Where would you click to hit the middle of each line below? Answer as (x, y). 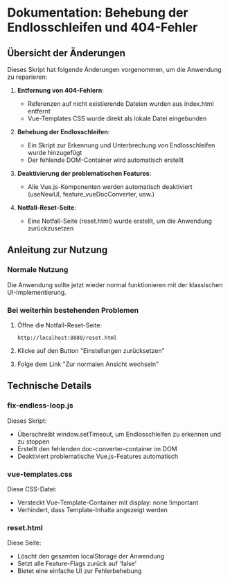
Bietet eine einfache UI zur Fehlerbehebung (79, 571)
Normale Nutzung (38, 270)
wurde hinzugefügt (55, 153)
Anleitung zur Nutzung (57, 250)
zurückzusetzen (51, 228)
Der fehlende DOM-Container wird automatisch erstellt (106, 160)
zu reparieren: (27, 77)
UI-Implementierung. (37, 292)
